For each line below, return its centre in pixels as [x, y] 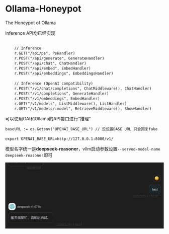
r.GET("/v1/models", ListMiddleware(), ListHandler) [71, 104]
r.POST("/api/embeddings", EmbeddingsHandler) [64, 73]
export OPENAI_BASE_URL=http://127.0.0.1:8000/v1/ [59, 139]
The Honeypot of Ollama [31, 23]
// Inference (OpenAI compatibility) [54, 84]
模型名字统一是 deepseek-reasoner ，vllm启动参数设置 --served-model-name [83, 148]
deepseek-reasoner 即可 [29, 155]
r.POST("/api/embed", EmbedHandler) [53, 68]
